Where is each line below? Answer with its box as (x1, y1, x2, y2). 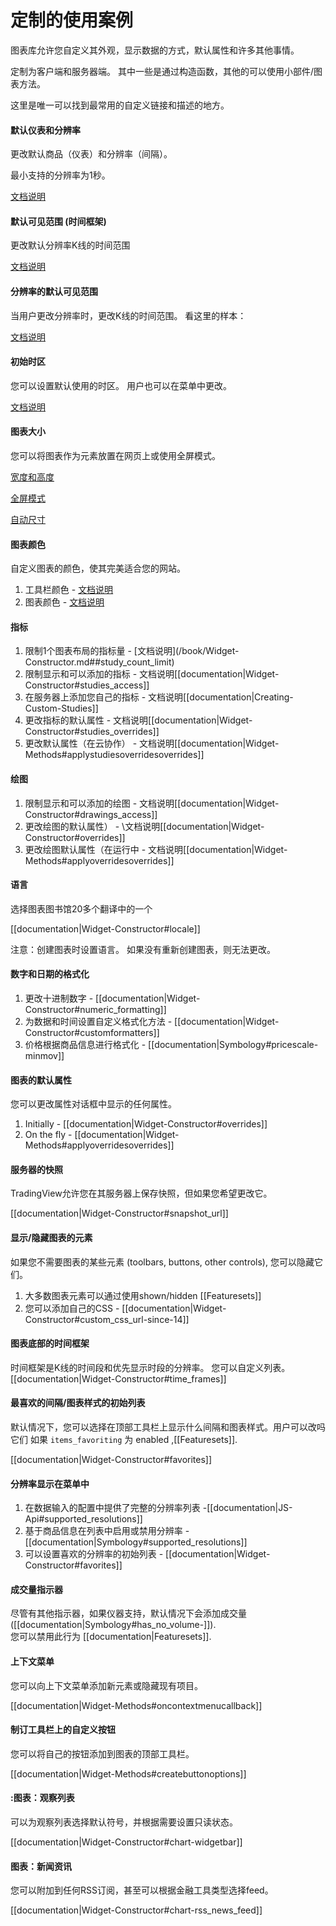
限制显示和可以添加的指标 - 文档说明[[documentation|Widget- (24, 668, 280, 680)
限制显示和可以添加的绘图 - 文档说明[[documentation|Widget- (24, 797, 280, 809)
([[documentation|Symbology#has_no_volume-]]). (10, 1619, 217, 1631)
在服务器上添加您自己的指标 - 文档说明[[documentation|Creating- (24, 691, 294, 703)
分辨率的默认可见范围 (10, 285, 98, 297)
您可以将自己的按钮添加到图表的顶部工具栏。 (10, 1747, 195, 1760)
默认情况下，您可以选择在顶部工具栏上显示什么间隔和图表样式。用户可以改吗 (10, 1421, 326, 1433)
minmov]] (24, 1049, 65, 1061)
